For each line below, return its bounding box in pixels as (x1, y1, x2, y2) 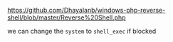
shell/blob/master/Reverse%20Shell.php (7, 13, 126, 22)
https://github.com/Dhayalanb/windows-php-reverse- (7, 6, 166, 14)
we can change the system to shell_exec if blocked (7, 27, 157, 35)
